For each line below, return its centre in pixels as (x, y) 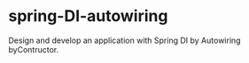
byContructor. (34, 49)
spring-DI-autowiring (88, 16)
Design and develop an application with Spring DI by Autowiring (124, 40)
